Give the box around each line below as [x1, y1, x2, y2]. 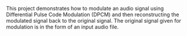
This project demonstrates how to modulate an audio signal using [6, 5, 164, 12]
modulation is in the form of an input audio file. [6, 23, 119, 30]
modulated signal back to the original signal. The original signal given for [6, 17, 182, 24]
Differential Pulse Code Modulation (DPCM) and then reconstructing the [6, 11, 179, 18]
